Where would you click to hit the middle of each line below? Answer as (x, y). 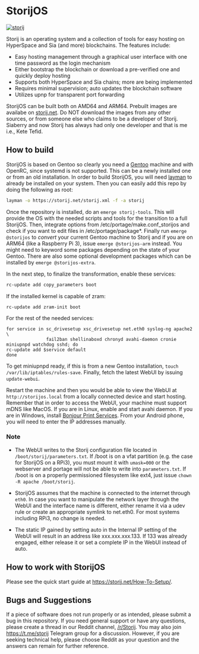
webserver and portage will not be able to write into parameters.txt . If (100, 469)
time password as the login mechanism (63, 63)
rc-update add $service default (46, 350)
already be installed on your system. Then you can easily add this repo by (97, 183)
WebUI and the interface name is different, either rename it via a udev (100, 505)
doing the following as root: (40, 189)
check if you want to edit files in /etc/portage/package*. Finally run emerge (97, 230)
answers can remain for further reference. (57, 646)
